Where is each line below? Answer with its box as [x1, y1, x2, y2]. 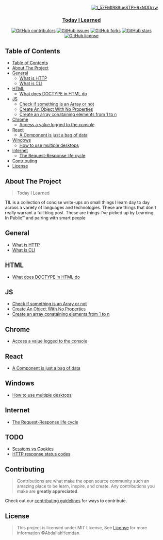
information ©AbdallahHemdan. [16, 530, 81, 536]
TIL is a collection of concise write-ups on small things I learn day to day [5, 199, 150, 205]
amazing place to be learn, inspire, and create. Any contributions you [16, 483, 155, 489]
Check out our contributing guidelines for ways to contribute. [5, 498, 127, 504]
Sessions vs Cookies [12, 446, 54, 452]
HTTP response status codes [12, 451, 71, 457]
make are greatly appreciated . [16, 489, 79, 494]
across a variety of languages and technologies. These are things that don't [5, 204, 157, 210]
